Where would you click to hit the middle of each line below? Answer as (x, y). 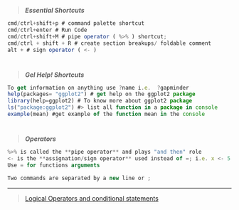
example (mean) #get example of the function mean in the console (106, 114)
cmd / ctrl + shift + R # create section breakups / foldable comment (110, 43)
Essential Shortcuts (55, 10)
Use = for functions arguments (54, 165)
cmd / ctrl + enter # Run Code (47, 30)
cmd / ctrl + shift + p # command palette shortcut (76, 23)
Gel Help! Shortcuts (54, 75)
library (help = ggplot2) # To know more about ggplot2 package (100, 101)
